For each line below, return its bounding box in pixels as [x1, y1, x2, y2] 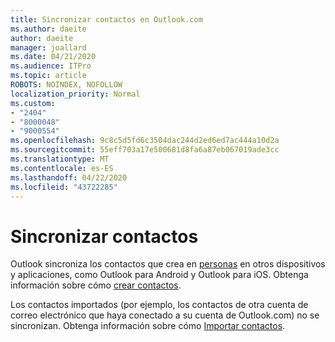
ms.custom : [10, 98, 56, 108]
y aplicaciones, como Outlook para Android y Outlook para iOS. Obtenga [10, 269, 309, 281]
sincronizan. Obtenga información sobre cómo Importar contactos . [10, 320, 286, 332]
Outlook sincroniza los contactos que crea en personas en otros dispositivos [10, 258, 326, 270]
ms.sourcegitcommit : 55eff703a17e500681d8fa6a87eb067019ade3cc [10, 145, 280, 155]
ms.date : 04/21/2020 [10, 52, 97, 62]
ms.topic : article [10, 71, 87, 81]
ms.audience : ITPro [10, 61, 92, 71]
